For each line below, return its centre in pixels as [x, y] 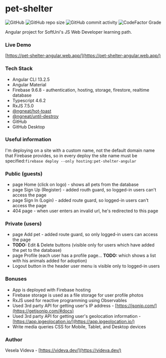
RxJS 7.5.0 [23, 106]
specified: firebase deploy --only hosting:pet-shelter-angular [71, 161]
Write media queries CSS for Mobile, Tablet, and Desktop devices [79, 327]
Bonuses [16, 279]
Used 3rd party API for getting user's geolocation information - [77, 316]
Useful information [28, 139]
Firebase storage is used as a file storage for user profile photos [78, 295]
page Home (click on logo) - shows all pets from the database [75, 184]
